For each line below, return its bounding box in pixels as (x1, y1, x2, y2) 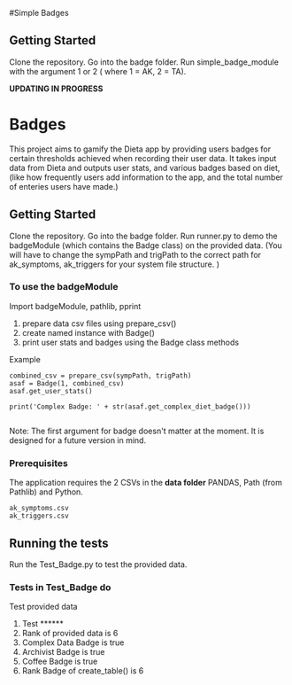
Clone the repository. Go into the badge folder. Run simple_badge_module (9, 57, 279, 67)
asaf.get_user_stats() (9, 386, 93, 395)
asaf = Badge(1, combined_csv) (9, 378, 125, 388)
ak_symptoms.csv (9, 504, 69, 513)
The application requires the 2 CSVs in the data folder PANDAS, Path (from (9, 478, 283, 488)
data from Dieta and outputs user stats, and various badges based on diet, (9, 162, 280, 173)
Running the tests (9, 535, 109, 550)
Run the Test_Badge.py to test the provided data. (9, 558, 188, 570)
